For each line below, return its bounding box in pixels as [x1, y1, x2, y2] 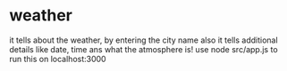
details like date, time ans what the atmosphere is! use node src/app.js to [9, 43, 279, 54]
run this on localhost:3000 [9, 53, 106, 64]
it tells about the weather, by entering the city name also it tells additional [9, 35, 279, 45]
